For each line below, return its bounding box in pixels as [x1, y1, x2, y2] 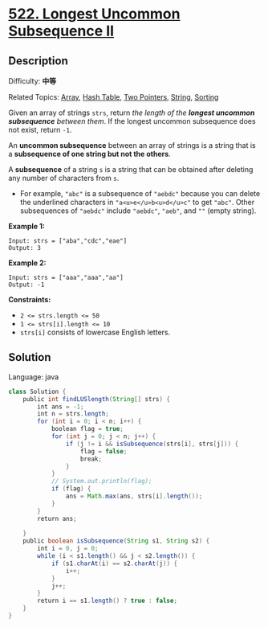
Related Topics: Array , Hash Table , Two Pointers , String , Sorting [8, 92, 219, 101]
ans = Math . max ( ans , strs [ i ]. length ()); [65, 492, 203, 501]
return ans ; [37, 514, 78, 522]
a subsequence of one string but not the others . [8, 150, 171, 158]
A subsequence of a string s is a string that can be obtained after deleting [8, 165, 254, 174]
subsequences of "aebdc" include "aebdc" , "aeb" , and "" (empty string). [19, 206, 257, 215]
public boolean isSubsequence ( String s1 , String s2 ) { [22, 537, 210, 545]
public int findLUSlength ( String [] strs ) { [22, 395, 171, 403]
